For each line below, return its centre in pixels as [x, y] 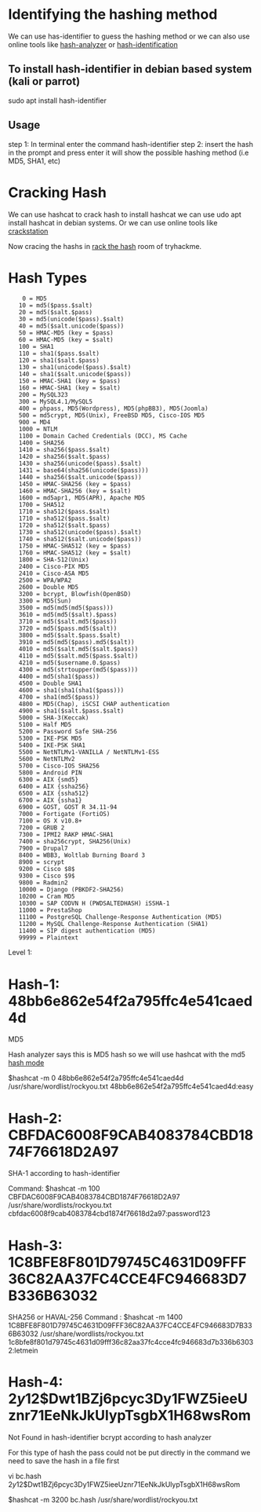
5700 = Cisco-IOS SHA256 [59, 766]
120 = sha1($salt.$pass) [59, 361]
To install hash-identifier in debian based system [130, 70]
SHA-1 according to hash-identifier [64, 1173]
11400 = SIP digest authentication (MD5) [87, 931]
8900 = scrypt [42, 862]
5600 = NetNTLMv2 [47, 760]
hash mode [26, 1063]
